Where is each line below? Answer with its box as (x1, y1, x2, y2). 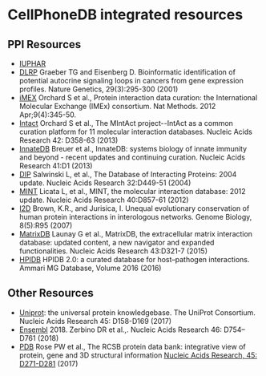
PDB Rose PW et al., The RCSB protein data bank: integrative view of (18, 342, 246, 351)
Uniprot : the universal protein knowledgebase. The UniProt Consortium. (18, 307, 256, 317)
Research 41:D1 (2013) (18, 161, 93, 170)
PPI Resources (7, 38, 82, 51)
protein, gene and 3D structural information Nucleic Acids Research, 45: (18, 350, 258, 360)
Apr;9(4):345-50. (18, 110, 77, 119)
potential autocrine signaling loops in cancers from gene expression (18, 76, 244, 85)
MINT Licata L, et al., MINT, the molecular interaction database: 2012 (18, 187, 246, 196)
